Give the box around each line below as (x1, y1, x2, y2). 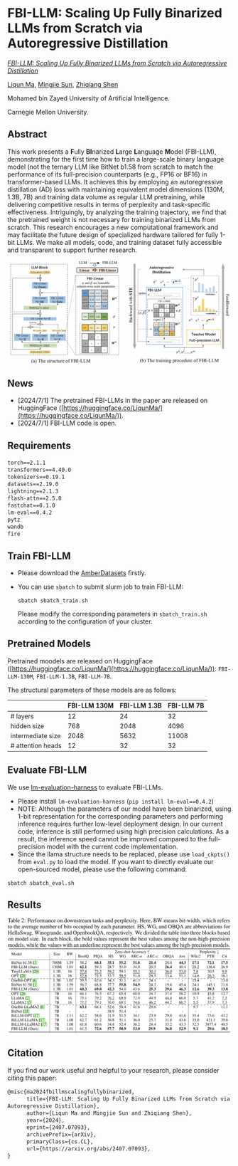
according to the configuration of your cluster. (17, 617, 153, 626)
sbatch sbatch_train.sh (17, 597, 89, 604)
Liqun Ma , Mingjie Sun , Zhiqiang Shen (7, 80, 119, 88)
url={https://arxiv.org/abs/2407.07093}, (26, 1145, 151, 1152)
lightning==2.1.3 (7, 488, 59, 495)
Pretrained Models (7, 638, 91, 650)
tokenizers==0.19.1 (7, 473, 65, 481)
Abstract (7, 128, 48, 140)
